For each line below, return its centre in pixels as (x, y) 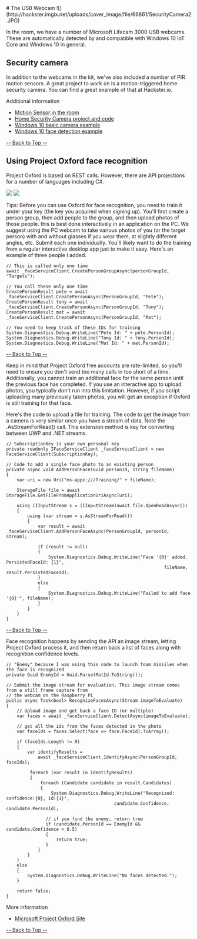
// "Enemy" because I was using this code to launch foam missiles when (97, 664)
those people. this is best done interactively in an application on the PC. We (98, 224)
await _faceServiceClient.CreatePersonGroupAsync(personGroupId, (88, 271)
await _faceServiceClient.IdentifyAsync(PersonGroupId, (107, 757)
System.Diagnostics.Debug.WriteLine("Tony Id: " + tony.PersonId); (91, 338)
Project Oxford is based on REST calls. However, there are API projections (96, 175)
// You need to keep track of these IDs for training (74, 328)
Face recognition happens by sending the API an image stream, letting (91, 641)
